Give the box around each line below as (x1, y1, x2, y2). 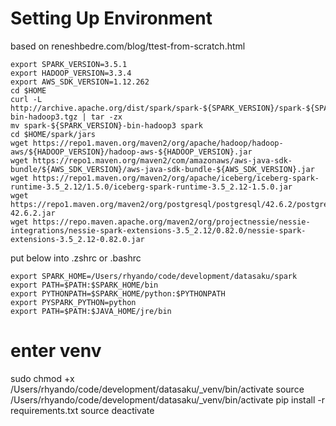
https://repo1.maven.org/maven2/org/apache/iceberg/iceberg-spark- (32, 173, 320, 183)
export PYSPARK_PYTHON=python (10, 297, 137, 307)
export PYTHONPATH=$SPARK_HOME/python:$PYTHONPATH (10, 288, 226, 299)
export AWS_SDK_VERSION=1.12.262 (10, 77, 150, 87)
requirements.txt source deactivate (10, 404, 155, 416)
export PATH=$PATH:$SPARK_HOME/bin (10, 280, 159, 290)
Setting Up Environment (10, 7, 213, 30)
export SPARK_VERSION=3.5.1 (10, 59, 128, 69)
